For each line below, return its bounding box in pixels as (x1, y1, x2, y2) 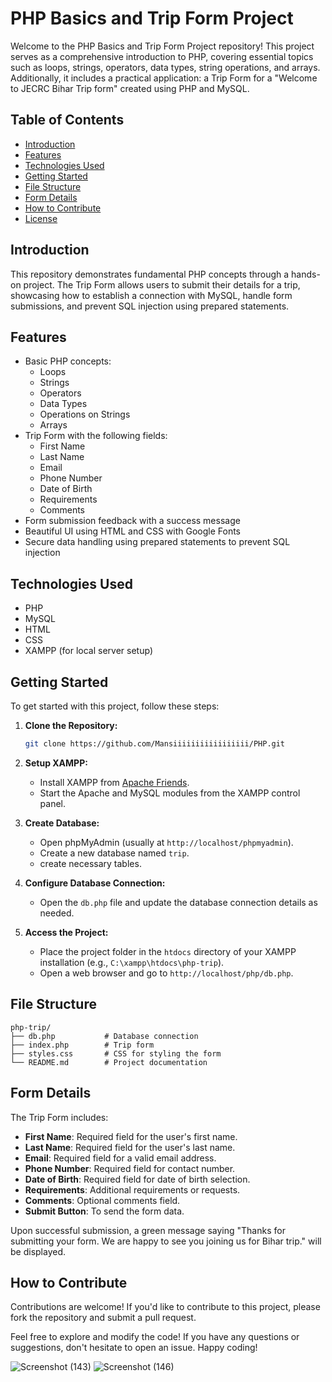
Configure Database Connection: (24, 877, 166, 889)
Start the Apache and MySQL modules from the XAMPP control (39, 787, 301, 799)
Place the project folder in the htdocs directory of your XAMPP (39, 945, 297, 957)
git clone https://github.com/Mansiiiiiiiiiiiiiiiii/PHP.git (24, 739, 286, 749)
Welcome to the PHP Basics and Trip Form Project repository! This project (10, 40, 315, 52)
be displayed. (10, 1245, 67, 1257)
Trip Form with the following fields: (24, 430, 168, 442)
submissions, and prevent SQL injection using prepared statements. (10, 300, 290, 312)
